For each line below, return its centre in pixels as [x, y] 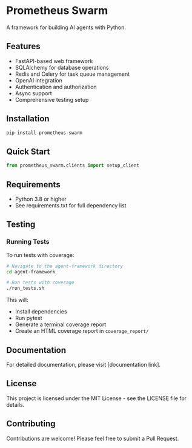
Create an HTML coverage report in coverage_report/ [82, 331]
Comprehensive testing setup [52, 99]
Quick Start [28, 151]
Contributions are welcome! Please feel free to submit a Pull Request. [93, 438]
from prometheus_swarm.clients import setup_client [73, 165]
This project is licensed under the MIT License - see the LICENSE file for [96, 398]
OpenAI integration [38, 80]
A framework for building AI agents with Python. [66, 27]
